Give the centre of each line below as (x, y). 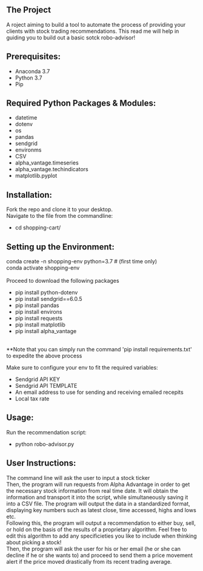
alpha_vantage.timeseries (47, 163)
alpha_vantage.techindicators (52, 169)
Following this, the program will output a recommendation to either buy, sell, (101, 523)
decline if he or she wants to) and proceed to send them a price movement (99, 555)
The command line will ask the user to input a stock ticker (78, 478)
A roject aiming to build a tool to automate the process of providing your (96, 24)
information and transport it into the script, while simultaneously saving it (97, 497)
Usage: (20, 418)
